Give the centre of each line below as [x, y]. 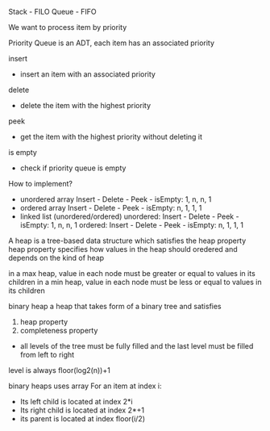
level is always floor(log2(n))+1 [59, 370]
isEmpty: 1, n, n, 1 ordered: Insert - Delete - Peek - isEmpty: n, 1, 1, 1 [132, 225]
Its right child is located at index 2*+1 [82, 410]
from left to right [47, 355]
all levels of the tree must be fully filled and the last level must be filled [137, 346]
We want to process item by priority [68, 27]
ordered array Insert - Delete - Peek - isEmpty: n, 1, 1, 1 [111, 208]
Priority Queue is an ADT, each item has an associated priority [112, 43]
